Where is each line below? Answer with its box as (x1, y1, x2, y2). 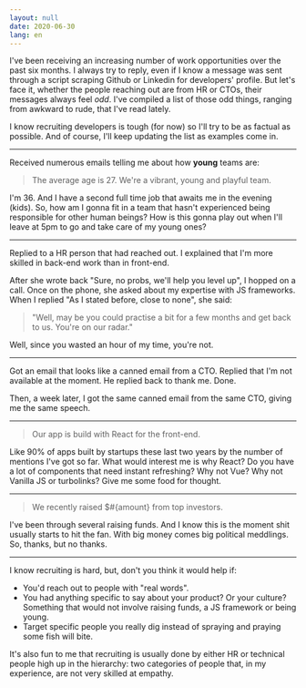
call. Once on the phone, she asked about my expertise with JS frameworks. (9, 284, 296, 296)
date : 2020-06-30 (9, 22, 76, 31)
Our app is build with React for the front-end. (31, 429, 200, 440)
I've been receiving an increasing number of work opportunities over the (9, 56, 281, 67)
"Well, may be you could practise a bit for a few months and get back (31, 312, 291, 323)
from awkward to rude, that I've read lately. (9, 104, 171, 115)
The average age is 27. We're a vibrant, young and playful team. (31, 175, 271, 186)
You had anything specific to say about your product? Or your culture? (22, 592, 287, 603)
